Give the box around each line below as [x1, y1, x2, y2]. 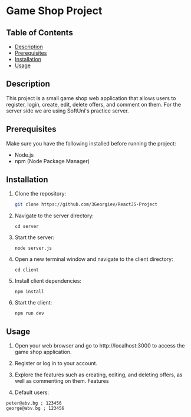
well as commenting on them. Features [14, 378, 109, 385]
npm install [14, 289, 44, 295]
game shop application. [14, 349, 72, 356]
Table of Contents [6, 28, 74, 38]
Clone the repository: [14, 190, 67, 197]
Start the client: [14, 299, 52, 306]
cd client [14, 267, 39, 273]
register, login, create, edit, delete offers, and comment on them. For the [6, 101, 182, 108]
